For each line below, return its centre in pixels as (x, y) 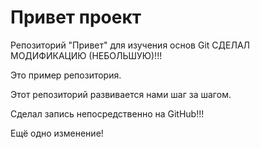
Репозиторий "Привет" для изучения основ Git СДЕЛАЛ (130, 45)
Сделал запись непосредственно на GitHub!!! (107, 113)
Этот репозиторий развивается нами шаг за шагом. (121, 94)
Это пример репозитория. (66, 75)
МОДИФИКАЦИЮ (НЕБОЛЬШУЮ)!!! (86, 55)
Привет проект (76, 17)
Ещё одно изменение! (57, 133)
